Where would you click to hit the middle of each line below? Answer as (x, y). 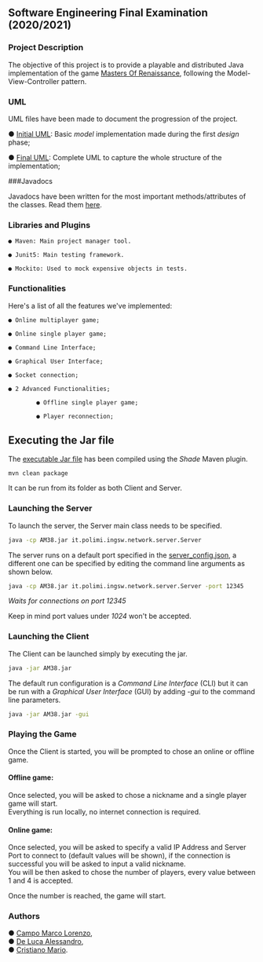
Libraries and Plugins (49, 225)
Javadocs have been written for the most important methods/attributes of (127, 196)
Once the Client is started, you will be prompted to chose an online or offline (131, 751)
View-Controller (34, 81)
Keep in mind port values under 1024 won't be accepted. (100, 616)
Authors (24, 916)
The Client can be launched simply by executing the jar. (98, 653)
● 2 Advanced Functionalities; (59, 389)
